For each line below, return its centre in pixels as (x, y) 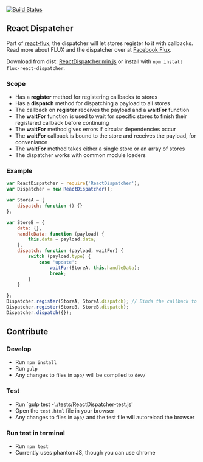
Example (19, 171)
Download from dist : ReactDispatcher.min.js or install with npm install (95, 61)
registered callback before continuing (62, 123)
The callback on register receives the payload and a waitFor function (102, 110)
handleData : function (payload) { (61, 234)
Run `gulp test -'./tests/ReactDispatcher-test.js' (74, 404)
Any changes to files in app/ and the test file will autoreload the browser (105, 417)
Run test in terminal (36, 433)
